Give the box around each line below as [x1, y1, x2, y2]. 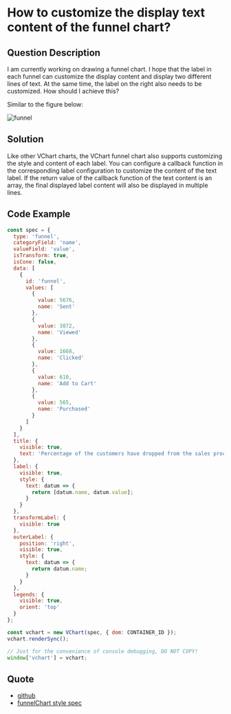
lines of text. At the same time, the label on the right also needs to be [7, 80, 202, 87]
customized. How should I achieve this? [7, 87, 120, 95]
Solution [7, 133, 44, 145]
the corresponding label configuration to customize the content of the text [7, 166, 217, 175]
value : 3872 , [37, 322, 76, 329]
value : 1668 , [37, 348, 76, 355]
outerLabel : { [13, 533, 54, 541]
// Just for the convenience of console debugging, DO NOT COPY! [7, 648, 198, 655]
